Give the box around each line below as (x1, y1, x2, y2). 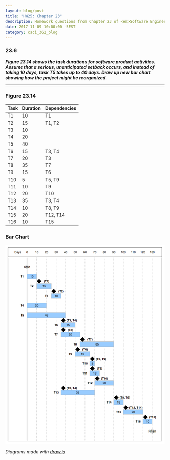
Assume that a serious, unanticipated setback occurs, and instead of (5, 64, 155, 70)
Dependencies (45, 105, 77, 111)
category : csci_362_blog (5, 30, 58, 35)
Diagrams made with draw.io (5, 449, 66, 455)
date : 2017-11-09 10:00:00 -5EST (5, 24, 76, 30)
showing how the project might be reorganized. (5, 75, 107, 81)
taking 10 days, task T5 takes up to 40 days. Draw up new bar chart (5, 69, 151, 76)
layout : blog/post (5, 8, 44, 13)
